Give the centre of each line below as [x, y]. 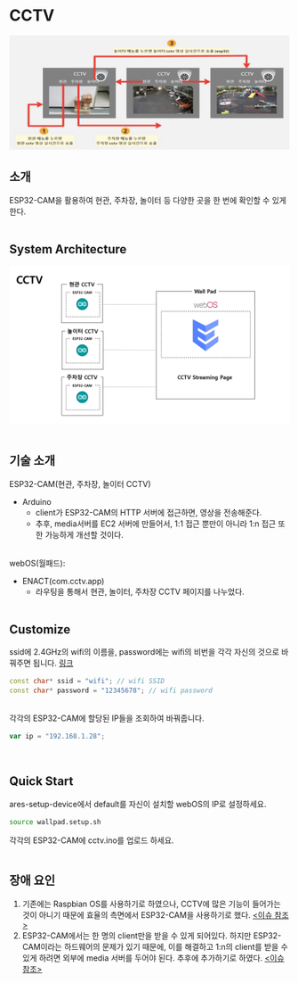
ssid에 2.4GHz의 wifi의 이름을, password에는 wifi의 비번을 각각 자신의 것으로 [145, 652]
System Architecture [68, 249]
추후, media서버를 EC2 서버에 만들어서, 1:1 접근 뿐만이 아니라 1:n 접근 [156, 524]
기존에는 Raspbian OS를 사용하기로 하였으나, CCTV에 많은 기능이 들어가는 [152, 904]
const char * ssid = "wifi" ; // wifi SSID [87, 681]
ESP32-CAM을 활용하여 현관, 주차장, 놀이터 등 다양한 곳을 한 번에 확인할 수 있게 [148, 200]
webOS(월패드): [37, 563]
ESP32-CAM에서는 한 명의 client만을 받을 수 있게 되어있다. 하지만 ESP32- [152, 935]
